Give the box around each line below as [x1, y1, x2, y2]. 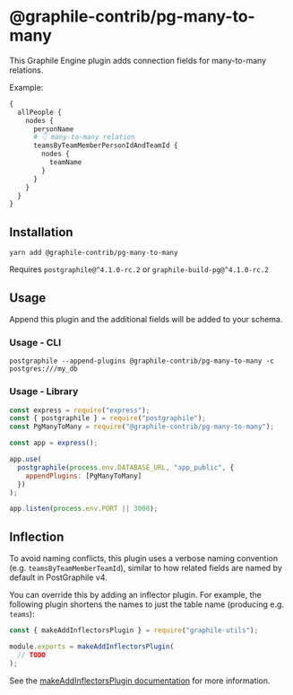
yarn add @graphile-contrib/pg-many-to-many [9, 249, 178, 258]
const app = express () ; [9, 438, 99, 448]
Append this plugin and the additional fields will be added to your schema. [9, 313, 283, 324]
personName [32, 124, 74, 134]
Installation [9, 224, 73, 240]
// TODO [17, 650, 47, 659]
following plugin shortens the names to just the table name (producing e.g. [9, 599, 285, 610]
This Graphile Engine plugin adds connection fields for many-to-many [9, 55, 267, 66]
